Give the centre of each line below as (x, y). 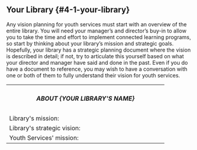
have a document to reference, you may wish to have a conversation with (97, 69)
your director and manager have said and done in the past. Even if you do (97, 62)
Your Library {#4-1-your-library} (68, 10)
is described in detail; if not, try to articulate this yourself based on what (95, 56)
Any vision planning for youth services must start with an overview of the (97, 24)
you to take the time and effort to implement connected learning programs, (98, 37)
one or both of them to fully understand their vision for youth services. (93, 75)
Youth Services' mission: (44, 137)
